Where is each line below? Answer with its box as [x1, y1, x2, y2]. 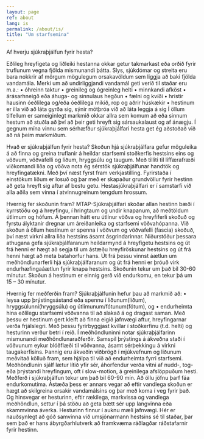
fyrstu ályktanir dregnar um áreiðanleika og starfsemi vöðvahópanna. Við [6, 220, 189, 227]
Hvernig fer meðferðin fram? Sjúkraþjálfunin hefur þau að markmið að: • [6, 290, 187, 298]
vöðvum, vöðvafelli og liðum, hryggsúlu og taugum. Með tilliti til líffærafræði [6, 156, 195, 163]
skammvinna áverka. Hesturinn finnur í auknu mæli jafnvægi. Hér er [6, 407, 175, 414]
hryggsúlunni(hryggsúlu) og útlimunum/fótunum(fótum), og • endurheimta [6, 303, 193, 310]
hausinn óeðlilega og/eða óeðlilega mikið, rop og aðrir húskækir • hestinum [6, 99, 195, 107]
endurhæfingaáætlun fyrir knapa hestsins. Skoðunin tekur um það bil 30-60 [6, 265, 196, 273]
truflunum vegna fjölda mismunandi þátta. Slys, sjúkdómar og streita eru [6, 66, 188, 74]
